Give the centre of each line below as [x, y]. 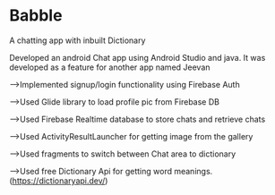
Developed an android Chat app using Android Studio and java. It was [137, 57]
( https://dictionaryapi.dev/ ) [59, 181]
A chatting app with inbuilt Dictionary [77, 40]
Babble [36, 16]
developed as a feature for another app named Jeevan [110, 67]
